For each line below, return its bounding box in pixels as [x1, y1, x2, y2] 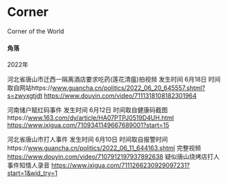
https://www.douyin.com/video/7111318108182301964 [44, 91, 197, 100]
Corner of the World [7, 27, 64, 35]
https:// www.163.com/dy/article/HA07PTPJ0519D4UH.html [7, 113, 174, 122]
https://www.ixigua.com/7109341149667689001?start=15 [7, 121, 170, 129]
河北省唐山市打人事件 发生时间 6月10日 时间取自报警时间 [7, 136, 168, 144]
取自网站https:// [7, 84, 53, 92]
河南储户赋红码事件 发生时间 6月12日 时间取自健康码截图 [7, 106, 168, 114]
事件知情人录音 [7, 161, 50, 169]
